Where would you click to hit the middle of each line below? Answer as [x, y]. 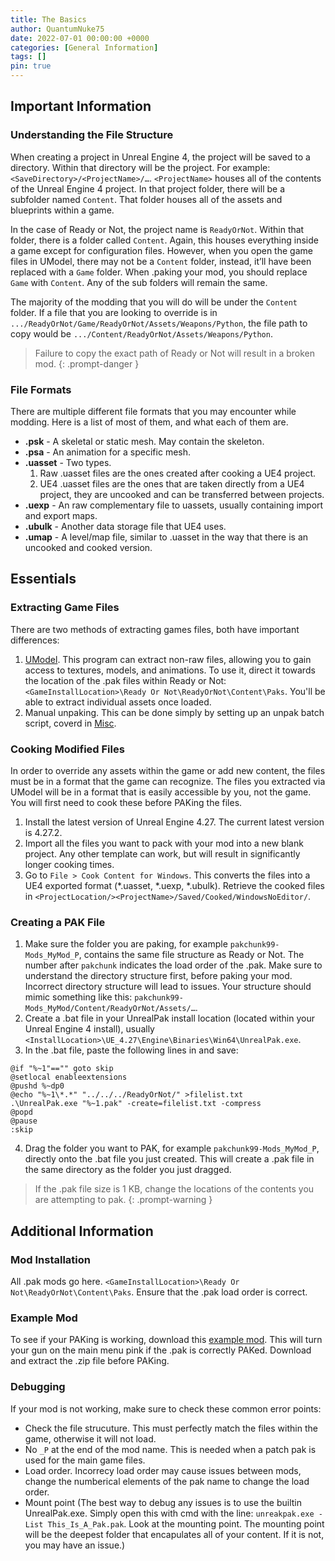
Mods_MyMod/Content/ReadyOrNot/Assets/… [110, 1009]
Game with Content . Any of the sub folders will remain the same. [139, 282]
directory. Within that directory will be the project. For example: [140, 167]
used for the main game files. [85, 1460]
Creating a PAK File [58, 922]
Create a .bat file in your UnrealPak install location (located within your [170, 1018]
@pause [24, 1121]
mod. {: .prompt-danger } [87, 363]
